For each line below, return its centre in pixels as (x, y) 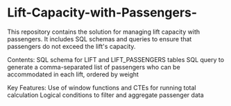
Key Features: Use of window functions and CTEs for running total (102, 87)
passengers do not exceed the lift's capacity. (71, 46)
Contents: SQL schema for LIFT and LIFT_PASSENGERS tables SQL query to (115, 59)
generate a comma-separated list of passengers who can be (94, 67)
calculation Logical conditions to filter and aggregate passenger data (105, 95)
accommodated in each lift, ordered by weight (73, 74)
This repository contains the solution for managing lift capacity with (103, 32)
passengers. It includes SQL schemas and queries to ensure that (100, 39)
